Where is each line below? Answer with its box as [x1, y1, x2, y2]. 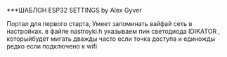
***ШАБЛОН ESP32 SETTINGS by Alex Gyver [6, 6, 142, 14]
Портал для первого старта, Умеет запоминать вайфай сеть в [6, 20, 193, 27]
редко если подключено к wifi [6, 42, 98, 50]
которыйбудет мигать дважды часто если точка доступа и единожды [6, 34, 216, 43]
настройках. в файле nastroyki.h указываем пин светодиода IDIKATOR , [6, 27, 221, 35]
